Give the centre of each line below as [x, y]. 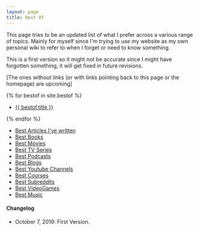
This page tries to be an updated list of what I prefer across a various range [100, 34]
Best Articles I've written [45, 130]
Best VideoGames [37, 188]
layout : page [23, 12]
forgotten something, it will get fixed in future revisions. [75, 65]
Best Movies [30, 143]
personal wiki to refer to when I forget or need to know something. [88, 47]
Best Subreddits [35, 182]
